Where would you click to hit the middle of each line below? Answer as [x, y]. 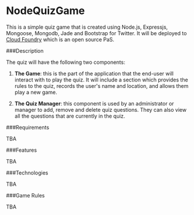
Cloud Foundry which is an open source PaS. [60, 39]
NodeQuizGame [46, 11]
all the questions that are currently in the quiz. [70, 116]
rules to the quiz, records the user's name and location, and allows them [101, 86]
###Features [21, 150]
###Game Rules [25, 195]
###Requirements [28, 127]
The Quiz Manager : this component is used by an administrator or [94, 103]
